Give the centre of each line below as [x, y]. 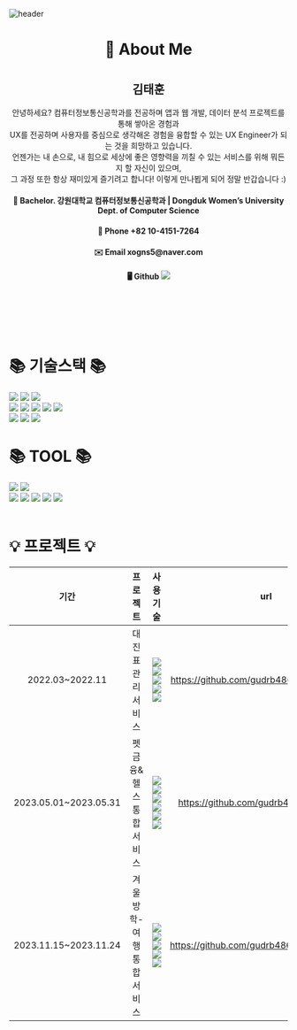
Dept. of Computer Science [148, 211]
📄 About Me [148, 50]
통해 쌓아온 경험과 [148, 123]
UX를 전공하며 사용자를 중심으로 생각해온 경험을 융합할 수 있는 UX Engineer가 [144, 135]
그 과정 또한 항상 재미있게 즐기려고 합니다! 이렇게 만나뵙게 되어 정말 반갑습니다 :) [148, 179]
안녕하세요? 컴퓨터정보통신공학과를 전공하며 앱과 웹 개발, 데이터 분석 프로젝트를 [148, 112]
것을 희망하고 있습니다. [153, 145]
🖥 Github [143, 277]
